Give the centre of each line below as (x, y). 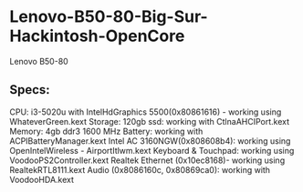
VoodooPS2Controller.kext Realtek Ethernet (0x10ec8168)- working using (147, 160)
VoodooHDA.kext (42, 179)
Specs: (30, 90)
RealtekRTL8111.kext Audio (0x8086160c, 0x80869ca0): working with (140, 169)
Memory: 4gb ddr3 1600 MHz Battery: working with (106, 131)
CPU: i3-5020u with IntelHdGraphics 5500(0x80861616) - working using (146, 112)
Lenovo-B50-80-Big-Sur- (109, 17)
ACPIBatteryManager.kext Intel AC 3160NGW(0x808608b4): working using (150, 141)
